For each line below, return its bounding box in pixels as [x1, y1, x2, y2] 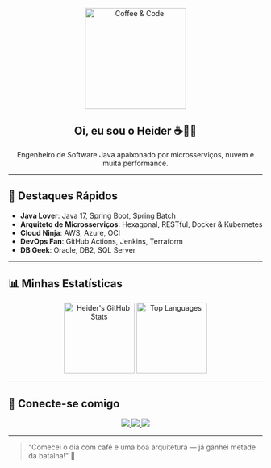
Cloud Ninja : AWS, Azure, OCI [19, 228, 121, 237]
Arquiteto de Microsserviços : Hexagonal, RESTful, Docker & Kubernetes [19, 219, 263, 229]
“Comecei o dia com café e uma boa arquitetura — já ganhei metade [27, 442, 256, 452]
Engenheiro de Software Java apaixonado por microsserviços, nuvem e [16, 149, 255, 159]
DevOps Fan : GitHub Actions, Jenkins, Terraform [19, 236, 184, 246]
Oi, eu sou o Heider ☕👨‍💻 [73, 124, 198, 138]
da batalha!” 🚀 [27, 451, 76, 461]
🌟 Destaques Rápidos [8, 190, 119, 203]
